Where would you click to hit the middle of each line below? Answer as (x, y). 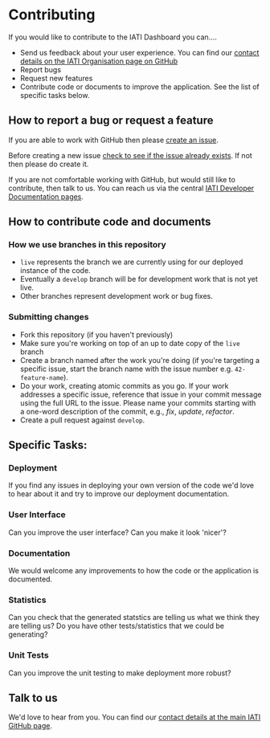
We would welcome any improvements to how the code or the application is (134, 571)
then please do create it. (49, 164)
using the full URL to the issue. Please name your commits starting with (138, 402)
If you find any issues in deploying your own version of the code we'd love (131, 485)
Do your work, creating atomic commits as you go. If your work (124, 385)
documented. (31, 579)
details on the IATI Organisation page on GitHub (99, 61)
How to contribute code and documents (110, 222)
